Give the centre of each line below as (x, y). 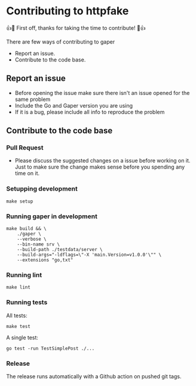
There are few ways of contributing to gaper (61, 42)
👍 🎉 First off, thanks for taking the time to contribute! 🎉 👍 (76, 27)
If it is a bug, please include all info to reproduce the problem (90, 112)
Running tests (27, 302)
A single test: (22, 337)
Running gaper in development (52, 216)
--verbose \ (32, 239)
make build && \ (26, 229)
